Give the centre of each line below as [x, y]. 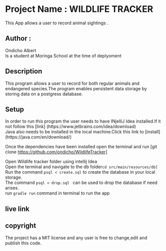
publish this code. [23, 243]
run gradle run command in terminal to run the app [58, 193]
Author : [18, 38]
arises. [12, 188]
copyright [21, 226]
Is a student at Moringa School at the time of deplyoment [63, 56]
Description [24, 71]
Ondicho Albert [21, 50]
